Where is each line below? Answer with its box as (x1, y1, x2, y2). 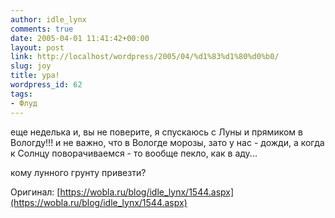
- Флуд (10, 98, 38, 108)
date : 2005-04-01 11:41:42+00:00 (10, 33, 150, 43)
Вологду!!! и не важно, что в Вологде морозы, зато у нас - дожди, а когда (10, 136, 325, 148)
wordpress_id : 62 (10, 80, 83, 90)
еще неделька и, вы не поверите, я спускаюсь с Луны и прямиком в (10, 126, 303, 138)
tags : (10, 89, 33, 99)
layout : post (10, 42, 65, 53)
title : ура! (10, 71, 60, 81)
